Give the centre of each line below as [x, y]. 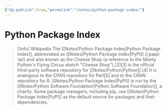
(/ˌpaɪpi [152, 54]
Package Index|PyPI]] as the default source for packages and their [86, 96]
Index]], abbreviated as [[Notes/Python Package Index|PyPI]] [80, 54]
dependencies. [32, 102]
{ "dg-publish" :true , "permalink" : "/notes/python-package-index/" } [74, 10]
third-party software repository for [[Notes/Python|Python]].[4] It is [87, 70]
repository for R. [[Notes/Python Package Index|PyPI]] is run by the [87, 80]
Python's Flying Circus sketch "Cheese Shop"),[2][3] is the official [86, 65]
